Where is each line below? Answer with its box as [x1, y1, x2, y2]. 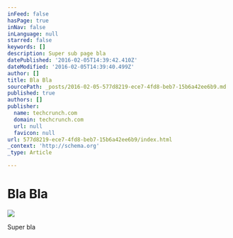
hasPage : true [7, 17, 50, 24]
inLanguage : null [7, 30, 59, 38]
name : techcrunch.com [13, 109, 78, 117]
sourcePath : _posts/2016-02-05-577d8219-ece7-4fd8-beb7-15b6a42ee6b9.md [7, 83, 227, 90]
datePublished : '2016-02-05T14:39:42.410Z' [7, 57, 138, 64]
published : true [7, 90, 55, 97]
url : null [13, 122, 42, 130]
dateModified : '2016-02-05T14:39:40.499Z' [7, 63, 135, 70]
